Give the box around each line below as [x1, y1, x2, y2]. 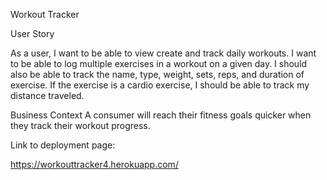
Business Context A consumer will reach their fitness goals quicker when [10, 109, 312, 121]
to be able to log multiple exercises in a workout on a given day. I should [10, 58, 308, 69]
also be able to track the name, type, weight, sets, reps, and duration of [10, 69, 305, 80]
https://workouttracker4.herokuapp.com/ [10, 159, 179, 170]
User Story [10, 28, 55, 39]
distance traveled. [10, 90, 85, 101]
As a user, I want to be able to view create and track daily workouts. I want [10, 47, 317, 59]
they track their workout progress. [10, 120, 151, 131]
